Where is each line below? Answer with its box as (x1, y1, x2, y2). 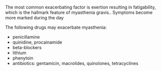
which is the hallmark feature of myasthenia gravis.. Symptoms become (5, 9, 153, 15)
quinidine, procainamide (12, 39, 62, 45)
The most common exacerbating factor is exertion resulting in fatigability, (5, 4, 156, 10)
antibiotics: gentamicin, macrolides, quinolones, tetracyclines (12, 61, 138, 66)
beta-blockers (12, 45, 42, 50)
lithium (12, 50, 26, 56)
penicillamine (12, 34, 40, 40)
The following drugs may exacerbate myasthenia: (5, 24, 107, 30)
